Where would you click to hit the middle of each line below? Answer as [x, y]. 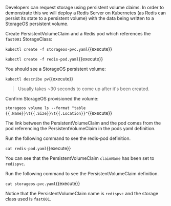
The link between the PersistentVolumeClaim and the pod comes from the [83, 123]
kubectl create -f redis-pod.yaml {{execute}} [54, 59]
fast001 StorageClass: [29, 39]
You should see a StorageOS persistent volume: [56, 69]
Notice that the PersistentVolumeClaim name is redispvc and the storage [82, 193]
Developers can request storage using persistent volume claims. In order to [85, 7]
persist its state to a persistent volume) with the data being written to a [80, 18]
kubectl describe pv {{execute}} [39, 79]
